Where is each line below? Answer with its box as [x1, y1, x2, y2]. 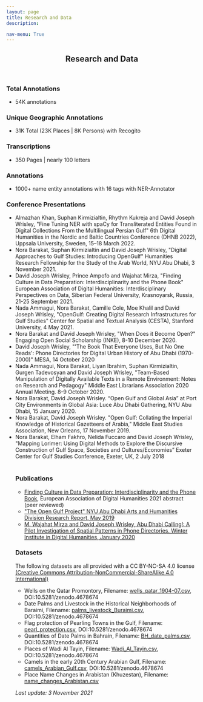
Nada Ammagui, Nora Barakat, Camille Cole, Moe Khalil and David [15, 304, 180, 312]
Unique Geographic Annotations [6, 113, 104, 121]
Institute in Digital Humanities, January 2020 [24, 533, 135, 540]
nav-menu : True [6, 31, 45, 37]
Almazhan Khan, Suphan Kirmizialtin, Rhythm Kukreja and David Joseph [15, 214, 195, 222]
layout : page [6, 9, 39, 15]
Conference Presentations [6, 200, 86, 208]
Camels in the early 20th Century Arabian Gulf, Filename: [24, 658, 167, 665]
